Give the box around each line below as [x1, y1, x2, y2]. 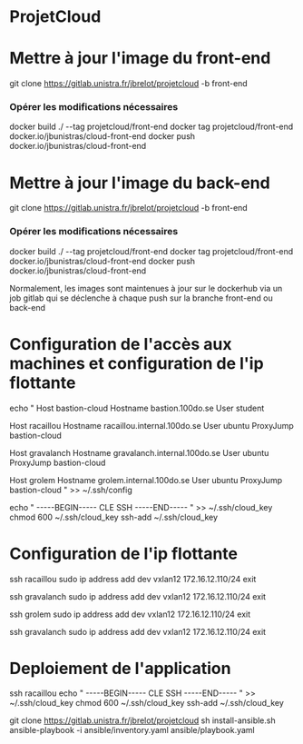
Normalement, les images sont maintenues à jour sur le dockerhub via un [9, 283, 283, 293]
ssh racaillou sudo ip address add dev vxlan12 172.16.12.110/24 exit [9, 573, 257, 584]
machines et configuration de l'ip [9, 352, 265, 373]
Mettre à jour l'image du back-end [9, 173, 270, 193]
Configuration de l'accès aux [9, 333, 232, 354]
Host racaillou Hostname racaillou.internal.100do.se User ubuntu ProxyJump [9, 420, 295, 431]
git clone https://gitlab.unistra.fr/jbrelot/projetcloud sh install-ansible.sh [9, 715, 276, 726]
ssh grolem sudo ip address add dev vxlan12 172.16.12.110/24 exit [9, 609, 251, 620]
